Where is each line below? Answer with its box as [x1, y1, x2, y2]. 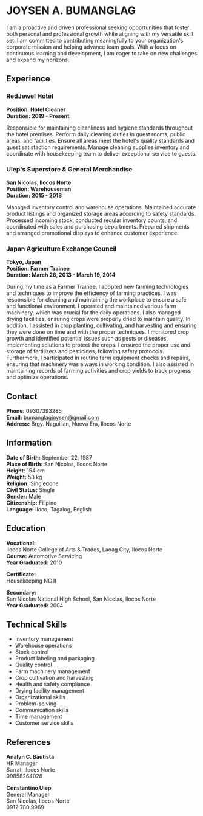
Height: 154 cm [6, 466, 45, 474]
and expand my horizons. [6, 56, 70, 63]
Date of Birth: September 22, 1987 [6, 454, 93, 461]
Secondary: [6, 589, 37, 596]
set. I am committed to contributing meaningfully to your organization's [6, 36, 184, 44]
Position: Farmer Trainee [6, 265, 70, 272]
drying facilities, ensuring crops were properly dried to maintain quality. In [6, 316, 191, 323]
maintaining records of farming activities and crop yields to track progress [6, 367, 191, 375]
